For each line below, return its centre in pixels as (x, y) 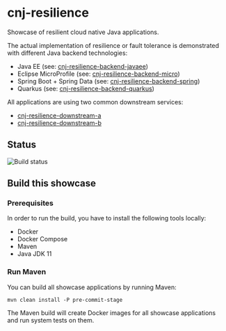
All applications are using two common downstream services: (95, 102)
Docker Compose (42, 239)
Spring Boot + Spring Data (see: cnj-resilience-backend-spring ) (108, 81)
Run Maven (27, 272)
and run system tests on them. (51, 320)
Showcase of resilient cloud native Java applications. (83, 32)
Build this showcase (51, 183)
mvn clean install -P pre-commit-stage (65, 300)
